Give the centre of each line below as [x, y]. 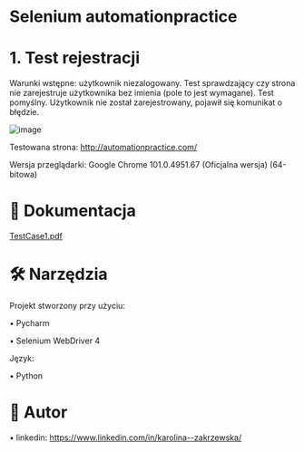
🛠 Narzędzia [59, 274]
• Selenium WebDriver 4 [55, 341]
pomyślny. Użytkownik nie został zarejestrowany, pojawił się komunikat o [146, 102]
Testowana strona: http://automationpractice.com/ [103, 148]
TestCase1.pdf [36, 236]
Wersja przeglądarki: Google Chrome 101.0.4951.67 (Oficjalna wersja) [138, 165]
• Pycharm [29, 323]
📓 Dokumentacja [73, 211]
